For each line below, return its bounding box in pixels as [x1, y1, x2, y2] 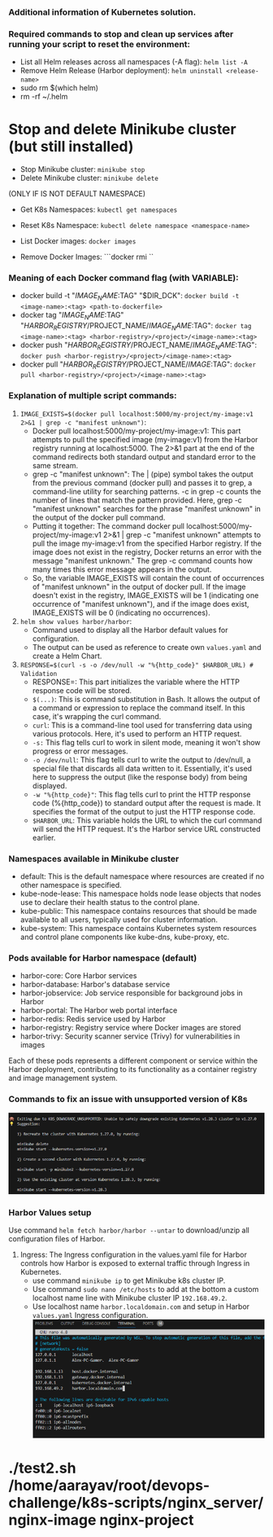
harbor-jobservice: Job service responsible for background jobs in [19, 988, 244, 998]
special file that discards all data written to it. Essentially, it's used [32, 763, 253, 773]
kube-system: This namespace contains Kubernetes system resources [19, 924, 258, 933]
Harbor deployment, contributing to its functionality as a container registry [8, 1065, 258, 1074]
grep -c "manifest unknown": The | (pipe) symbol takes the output [32, 469, 253, 479]
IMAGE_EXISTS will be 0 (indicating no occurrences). [32, 608, 210, 617]
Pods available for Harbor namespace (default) [8, 952, 197, 964]
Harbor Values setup [8, 1206, 92, 1218]
